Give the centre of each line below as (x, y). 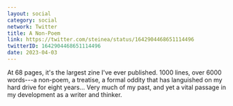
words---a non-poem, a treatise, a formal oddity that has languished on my (115, 79)
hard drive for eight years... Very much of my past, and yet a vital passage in (116, 87)
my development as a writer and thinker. (65, 94)
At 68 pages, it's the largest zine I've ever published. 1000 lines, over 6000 (114, 72)
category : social (32, 20)
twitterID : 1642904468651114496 (54, 46)
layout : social (29, 14)
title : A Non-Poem (34, 33)
